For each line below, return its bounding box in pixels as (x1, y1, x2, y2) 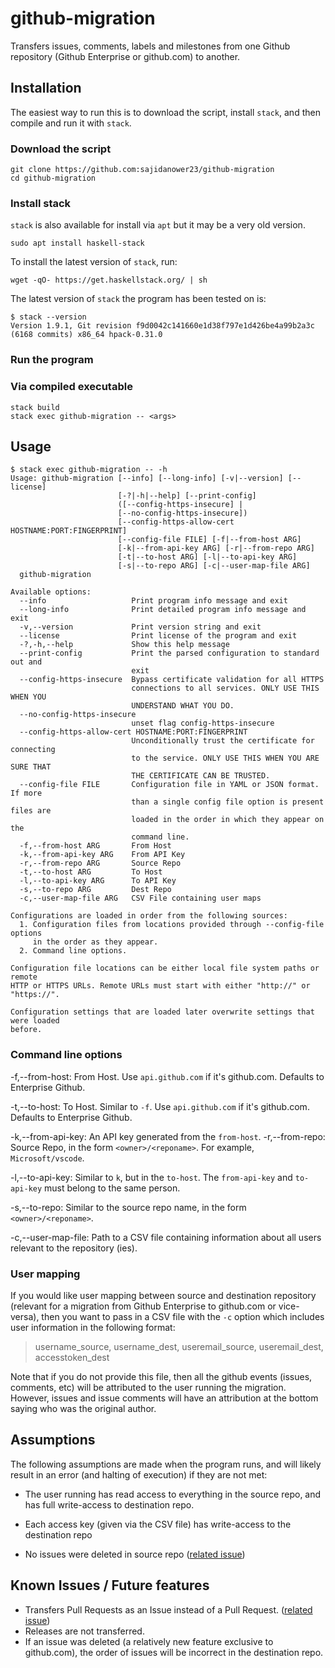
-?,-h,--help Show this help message (19, 640, 230, 650)
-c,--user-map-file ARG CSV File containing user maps (19, 893, 262, 904)
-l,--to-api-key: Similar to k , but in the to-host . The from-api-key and (10, 1171, 293, 1183)
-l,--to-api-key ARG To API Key (19, 876, 177, 886)
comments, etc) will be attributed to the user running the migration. (10, 1381, 287, 1393)
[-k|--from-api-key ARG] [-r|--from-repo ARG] (117, 543, 315, 554)
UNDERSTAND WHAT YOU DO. (131, 701, 235, 711)
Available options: (10, 587, 92, 597)
